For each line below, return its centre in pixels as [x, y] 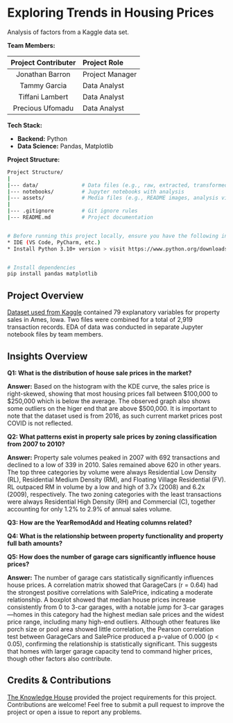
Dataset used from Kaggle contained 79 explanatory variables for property [114, 312]
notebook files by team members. [55, 334]
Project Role [103, 62]
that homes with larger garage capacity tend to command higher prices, [110, 651]
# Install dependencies [42, 267]
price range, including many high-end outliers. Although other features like [114, 622]
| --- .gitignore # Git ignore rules [72, 211]
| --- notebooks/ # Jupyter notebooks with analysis [96, 192]
